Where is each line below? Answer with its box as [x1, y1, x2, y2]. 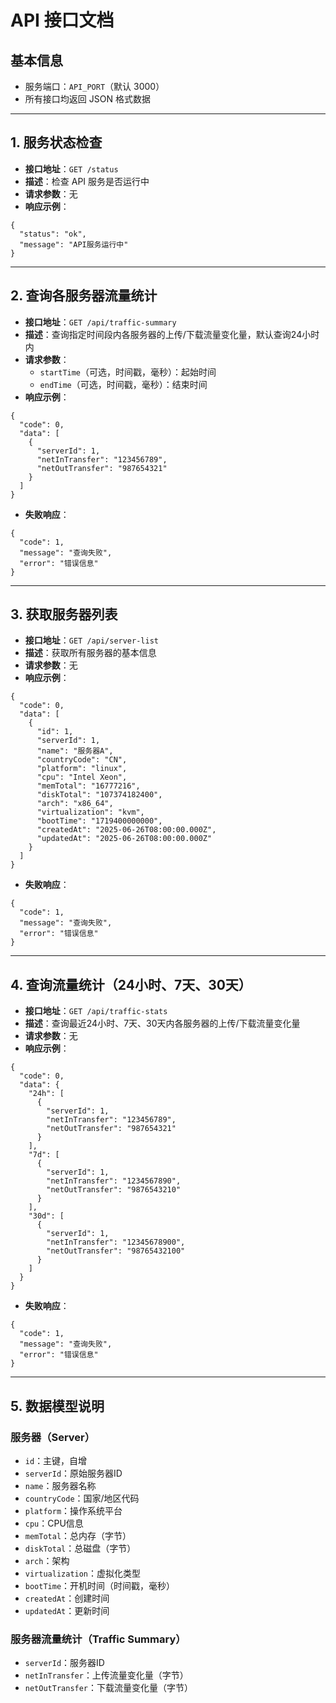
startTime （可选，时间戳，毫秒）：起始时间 [39, 366, 217, 378]
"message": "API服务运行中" [19, 239, 129, 250]
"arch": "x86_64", [36, 799, 114, 809]
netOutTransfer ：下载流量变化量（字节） [24, 1682, 194, 1694]
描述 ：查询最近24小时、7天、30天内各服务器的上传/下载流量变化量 [24, 1017, 301, 1030]
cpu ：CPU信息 [24, 1517, 84, 1529]
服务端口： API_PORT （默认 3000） [24, 81, 165, 92]
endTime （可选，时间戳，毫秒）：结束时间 [39, 378, 208, 390]
